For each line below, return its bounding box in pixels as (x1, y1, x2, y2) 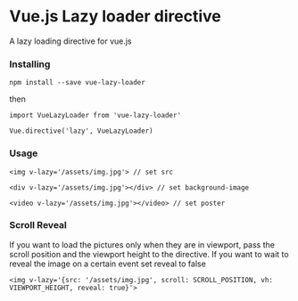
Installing (9, 58, 51, 70)
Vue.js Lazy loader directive (9, 6, 221, 27)
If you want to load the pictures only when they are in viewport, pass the (9, 239, 275, 250)
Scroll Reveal (9, 219, 67, 232)
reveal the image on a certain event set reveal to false (9, 258, 207, 269)
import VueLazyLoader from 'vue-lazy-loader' (9, 111, 181, 120)
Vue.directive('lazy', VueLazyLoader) (9, 126, 153, 135)
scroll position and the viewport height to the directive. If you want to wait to (9, 248, 289, 259)
